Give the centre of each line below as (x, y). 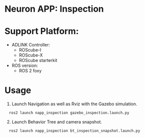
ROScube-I (30, 50)
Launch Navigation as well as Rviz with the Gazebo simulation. (74, 104)
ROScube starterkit (38, 60)
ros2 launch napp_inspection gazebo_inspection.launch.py (69, 113)
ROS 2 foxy (30, 71)
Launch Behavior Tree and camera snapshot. (57, 122)
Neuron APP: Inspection (54, 9)
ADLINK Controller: (31, 45)
